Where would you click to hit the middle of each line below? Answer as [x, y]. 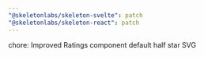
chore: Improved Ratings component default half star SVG [102, 45]
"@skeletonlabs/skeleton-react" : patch [74, 23]
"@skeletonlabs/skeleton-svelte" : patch [76, 15]
